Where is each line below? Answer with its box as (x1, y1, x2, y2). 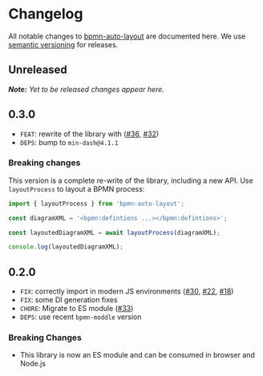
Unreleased (8, 63, 68, 77)
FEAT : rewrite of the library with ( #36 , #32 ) (19, 129, 160, 139)
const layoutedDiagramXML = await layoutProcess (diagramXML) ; (8, 228, 221, 237)
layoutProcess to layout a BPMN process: (8, 184, 145, 193)
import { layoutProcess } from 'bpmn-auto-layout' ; (8, 200, 184, 208)
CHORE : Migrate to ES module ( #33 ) (19, 304, 134, 313)
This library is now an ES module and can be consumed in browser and (19, 350, 255, 360)
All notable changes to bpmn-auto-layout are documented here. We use (8, 31, 246, 41)
